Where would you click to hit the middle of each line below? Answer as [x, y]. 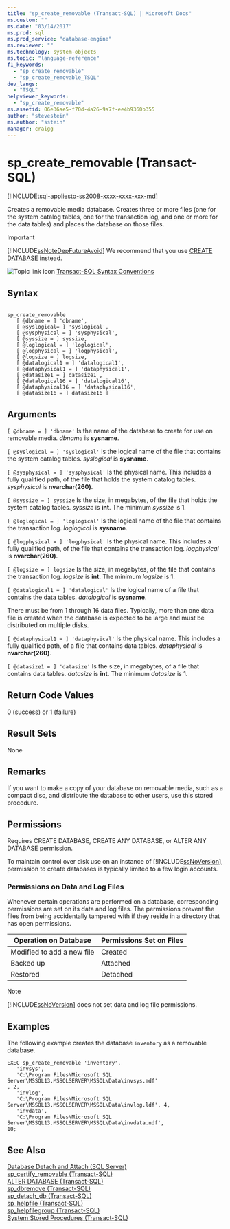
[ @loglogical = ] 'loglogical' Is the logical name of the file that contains [114, 521]
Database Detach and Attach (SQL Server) [67, 1167]
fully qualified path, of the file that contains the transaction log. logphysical [113, 548]
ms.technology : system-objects [52, 52]
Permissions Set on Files [142, 941]
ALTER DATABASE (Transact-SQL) [55, 1182]
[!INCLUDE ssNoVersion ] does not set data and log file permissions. [102, 1005]
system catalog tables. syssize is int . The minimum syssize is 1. [97, 507]
